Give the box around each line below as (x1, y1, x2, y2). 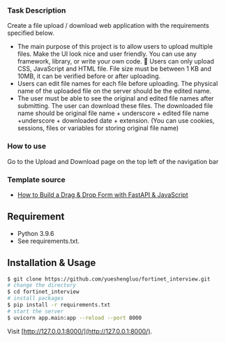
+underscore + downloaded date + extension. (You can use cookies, (17, 117, 215, 125)
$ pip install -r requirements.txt (7, 302, 111, 308)
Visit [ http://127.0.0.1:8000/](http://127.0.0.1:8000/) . (7, 327, 153, 335)
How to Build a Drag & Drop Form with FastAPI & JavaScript (17, 191, 188, 199)
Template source (7, 174, 66, 184)
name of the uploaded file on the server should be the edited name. (17, 87, 211, 96)
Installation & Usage (7, 257, 96, 269)
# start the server (7, 308, 64, 315)
